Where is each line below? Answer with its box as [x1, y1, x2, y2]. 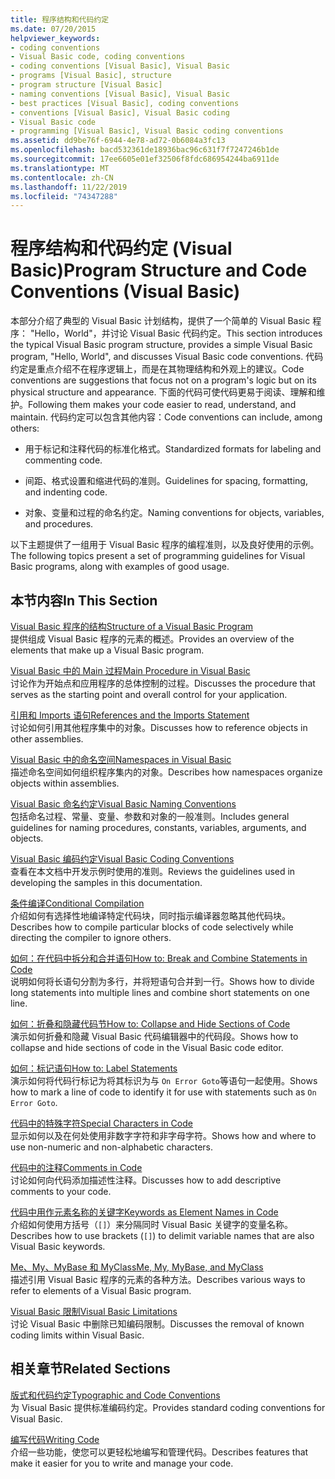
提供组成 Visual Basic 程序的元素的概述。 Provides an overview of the [10, 633, 295, 645]
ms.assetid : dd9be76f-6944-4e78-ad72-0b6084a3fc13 [10, 136, 226, 146]
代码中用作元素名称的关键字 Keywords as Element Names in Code [10, 1206, 279, 1218]
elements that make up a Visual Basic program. [10, 644, 205, 656]
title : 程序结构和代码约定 [10, 14, 110, 25]
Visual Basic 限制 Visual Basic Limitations [10, 1306, 178, 1317]
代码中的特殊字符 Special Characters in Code [10, 1117, 193, 1129]
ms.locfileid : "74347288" [10, 191, 118, 201]
